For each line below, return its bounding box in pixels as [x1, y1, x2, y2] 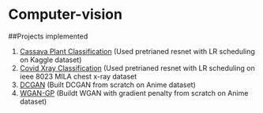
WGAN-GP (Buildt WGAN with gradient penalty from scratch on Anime [19, 88, 249, 97]
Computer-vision [8, 5, 122, 24]
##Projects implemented [8, 31, 88, 41]
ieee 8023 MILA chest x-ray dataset [19, 71, 137, 81]
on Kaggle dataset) [19, 55, 82, 64]
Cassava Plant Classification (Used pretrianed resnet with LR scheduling [19, 46, 255, 56]
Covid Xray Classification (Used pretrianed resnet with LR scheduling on [19, 63, 255, 72]
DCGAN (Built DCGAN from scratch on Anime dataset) [19, 80, 196, 89]
